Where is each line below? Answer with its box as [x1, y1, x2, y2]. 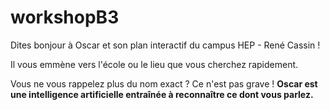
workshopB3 [10, 6, 120, 29]
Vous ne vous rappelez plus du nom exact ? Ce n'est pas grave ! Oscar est [10, 77, 318, 90]
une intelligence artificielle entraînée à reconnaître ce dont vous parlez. [10, 88, 314, 100]
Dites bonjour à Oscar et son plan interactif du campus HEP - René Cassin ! [10, 39, 321, 51]
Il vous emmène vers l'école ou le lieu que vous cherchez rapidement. [10, 58, 299, 70]
